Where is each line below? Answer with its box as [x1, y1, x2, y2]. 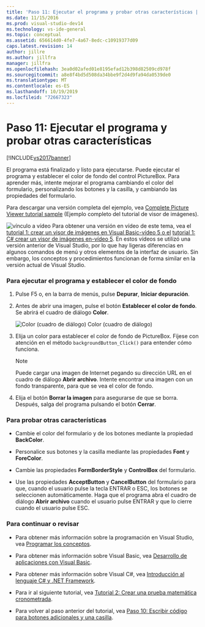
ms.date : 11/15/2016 [6, 15, 59, 21]
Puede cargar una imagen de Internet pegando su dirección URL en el [15, 369, 192, 377]
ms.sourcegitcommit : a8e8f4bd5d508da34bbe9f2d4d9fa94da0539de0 [6, 72, 171, 78]
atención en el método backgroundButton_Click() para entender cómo [15, 339, 192, 346]
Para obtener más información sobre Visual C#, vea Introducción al [15, 570, 185, 577]
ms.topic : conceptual [6, 32, 62, 38]
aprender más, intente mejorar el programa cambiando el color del [6, 179, 174, 186]
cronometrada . [15, 595, 53, 603]
